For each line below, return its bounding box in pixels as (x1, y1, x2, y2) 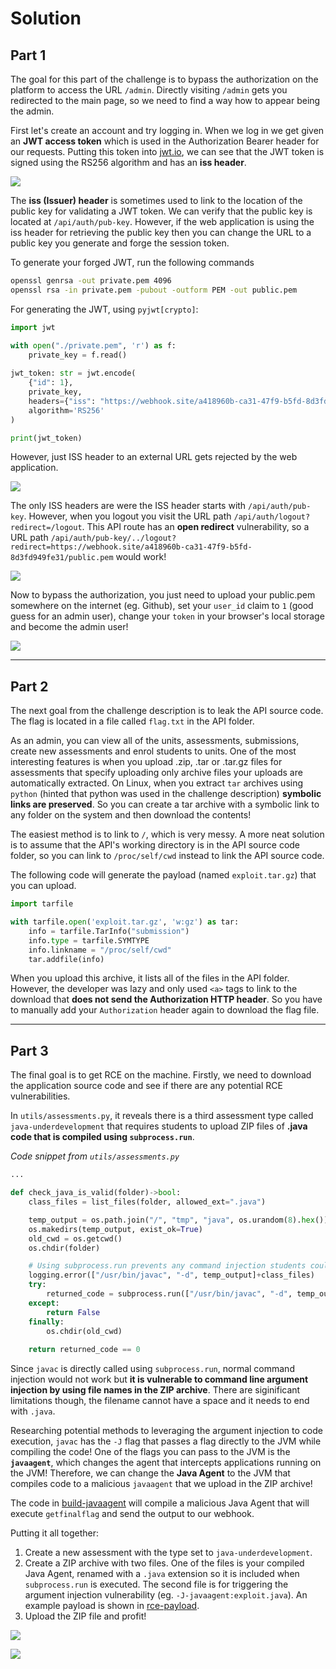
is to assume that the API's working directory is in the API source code (10, 839, 301, 851)
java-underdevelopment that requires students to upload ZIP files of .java (10, 1120, 308, 1132)
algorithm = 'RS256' (28, 405, 105, 416)
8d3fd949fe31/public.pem (10, 553, 114, 563)
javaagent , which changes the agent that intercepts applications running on (10, 1457, 322, 1469)
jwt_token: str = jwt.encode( (10, 368, 137, 379)
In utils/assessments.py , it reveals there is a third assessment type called (10, 1110, 314, 1122)
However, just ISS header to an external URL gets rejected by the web (10, 451, 298, 463)
